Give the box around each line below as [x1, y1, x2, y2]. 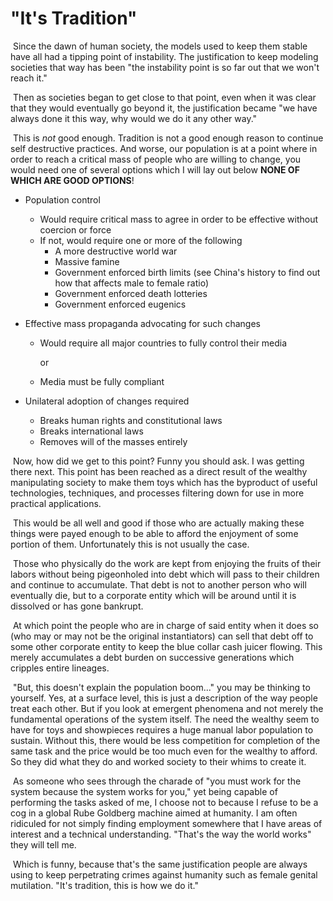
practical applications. [10, 497, 102, 509]
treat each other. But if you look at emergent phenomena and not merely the [10, 702, 324, 714]
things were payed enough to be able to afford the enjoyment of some [10, 527, 299, 539]
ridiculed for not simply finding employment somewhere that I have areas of [10, 817, 323, 829]
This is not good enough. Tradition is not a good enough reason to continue [12, 132, 324, 144]
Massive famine [54, 255, 120, 267]
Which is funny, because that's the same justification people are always [12, 858, 308, 870]
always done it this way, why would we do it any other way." [10, 112, 258, 124]
